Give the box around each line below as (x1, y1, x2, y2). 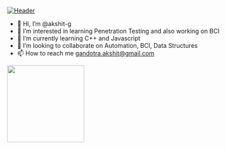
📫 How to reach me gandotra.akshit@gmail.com (16, 49, 155, 57)
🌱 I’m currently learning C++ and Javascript (16, 34, 140, 42)
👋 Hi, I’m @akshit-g (16, 20, 72, 27)
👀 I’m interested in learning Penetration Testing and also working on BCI (16, 27, 220, 35)
